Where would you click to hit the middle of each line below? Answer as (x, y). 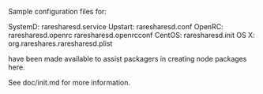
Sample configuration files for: (57, 11)
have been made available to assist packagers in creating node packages (128, 59)
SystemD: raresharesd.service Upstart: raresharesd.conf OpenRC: (116, 26)
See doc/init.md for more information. (69, 83)
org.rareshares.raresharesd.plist (60, 43)
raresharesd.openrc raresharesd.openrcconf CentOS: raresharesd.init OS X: (131, 35)
